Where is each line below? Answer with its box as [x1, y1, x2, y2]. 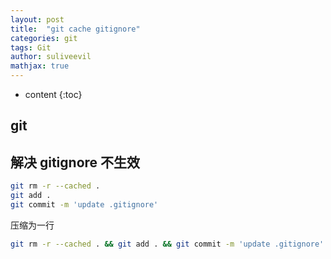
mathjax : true [10, 61, 70, 71]
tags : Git [10, 42, 52, 53]
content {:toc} [24, 89, 83, 100]
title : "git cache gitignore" [10, 24, 141, 34]
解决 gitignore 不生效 [10, 154, 141, 171]
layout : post [10, 14, 65, 25]
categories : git [10, 33, 78, 43]
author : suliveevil [10, 52, 92, 62]
